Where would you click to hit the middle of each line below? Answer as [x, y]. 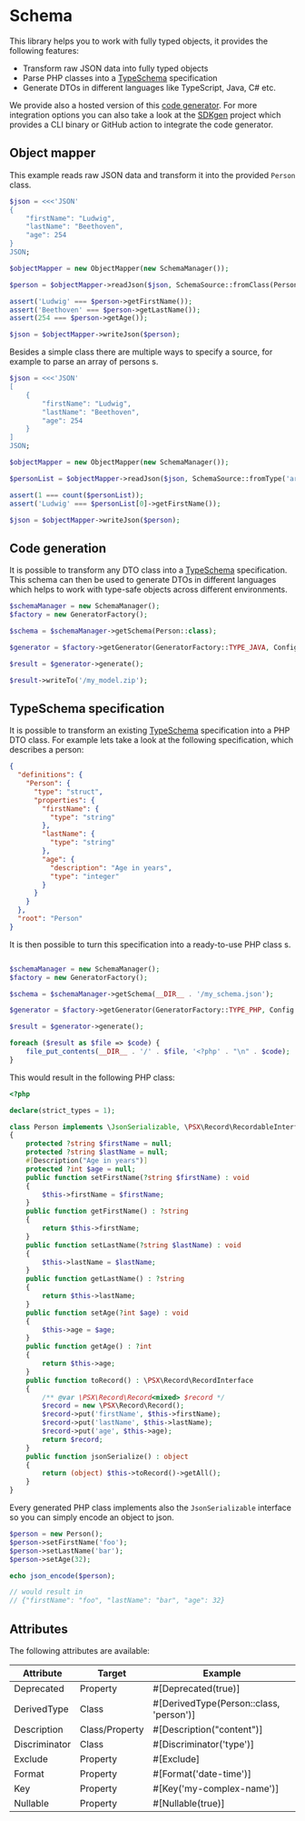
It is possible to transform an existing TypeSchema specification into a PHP [150, 730]
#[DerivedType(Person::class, [216, 1703]
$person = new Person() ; [56, 1534]
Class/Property [112, 1729]
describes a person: [47, 750]
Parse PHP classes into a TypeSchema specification [120, 77]
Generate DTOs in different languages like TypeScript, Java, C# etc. [149, 87]
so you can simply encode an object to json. [92, 1517]
